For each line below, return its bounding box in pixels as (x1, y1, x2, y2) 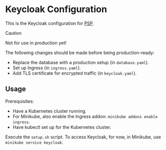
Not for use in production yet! (5, 39, 67, 46)
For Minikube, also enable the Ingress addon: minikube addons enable (12, 113, 158, 119)
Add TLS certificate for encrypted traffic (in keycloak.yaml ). (12, 70, 137, 76)
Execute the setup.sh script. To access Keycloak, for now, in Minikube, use (5, 134, 161, 140)
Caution (5, 30, 22, 36)
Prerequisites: (5, 98, 34, 104)
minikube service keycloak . (5, 139, 64, 145)
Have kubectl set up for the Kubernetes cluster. (12, 124, 111, 130)
